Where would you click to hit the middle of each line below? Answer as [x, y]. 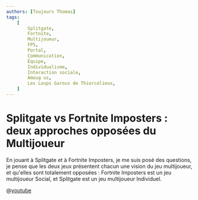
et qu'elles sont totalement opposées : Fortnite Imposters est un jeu [89, 172]
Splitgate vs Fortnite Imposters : [87, 118]
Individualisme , [48, 67]
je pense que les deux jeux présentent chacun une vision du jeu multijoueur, [99, 166]
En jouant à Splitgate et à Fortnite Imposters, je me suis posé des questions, [99, 160]
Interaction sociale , [54, 72]
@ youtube [19, 190]
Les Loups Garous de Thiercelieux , [72, 84]
